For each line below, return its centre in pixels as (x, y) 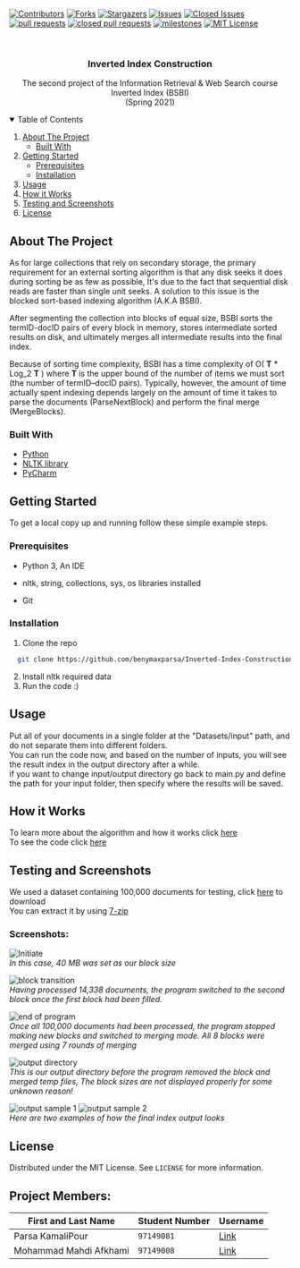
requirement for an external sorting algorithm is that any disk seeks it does (146, 272)
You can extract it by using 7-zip (69, 911)
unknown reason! (42, 1091)
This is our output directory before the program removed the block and (140, 1072)
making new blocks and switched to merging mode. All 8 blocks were (137, 1036)
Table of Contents (50, 120)
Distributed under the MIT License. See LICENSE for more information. (136, 1168)
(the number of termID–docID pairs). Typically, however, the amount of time (148, 383)
